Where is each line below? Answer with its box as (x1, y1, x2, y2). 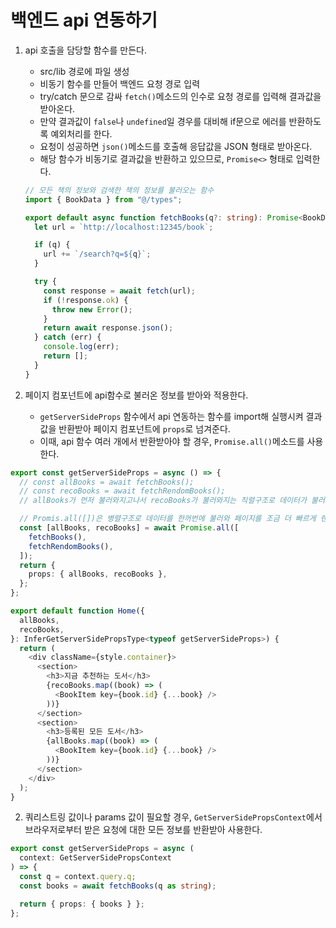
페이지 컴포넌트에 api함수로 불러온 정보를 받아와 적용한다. (24, 389, 249, 401)
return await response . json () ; (43, 323, 174, 333)
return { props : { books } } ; (19, 899, 145, 909)
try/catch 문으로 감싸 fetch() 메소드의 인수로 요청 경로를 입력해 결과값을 (39, 90, 322, 102)
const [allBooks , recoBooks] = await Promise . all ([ (19, 523, 240, 533)
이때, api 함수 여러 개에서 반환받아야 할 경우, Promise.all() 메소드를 (39, 435, 305, 447)
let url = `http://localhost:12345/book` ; (34, 222, 214, 232)
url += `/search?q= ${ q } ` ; (43, 249, 152, 260)
